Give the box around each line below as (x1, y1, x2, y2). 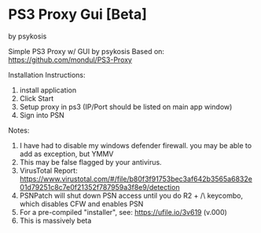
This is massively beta (19, 216, 92, 225)
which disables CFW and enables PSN (19, 198, 144, 209)
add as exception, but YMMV (19, 149, 114, 158)
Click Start (19, 93, 53, 103)
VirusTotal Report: (19, 166, 78, 175)
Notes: (8, 126, 30, 135)
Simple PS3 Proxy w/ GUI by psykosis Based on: (8, 46, 165, 56)
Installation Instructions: (8, 70, 86, 79)
